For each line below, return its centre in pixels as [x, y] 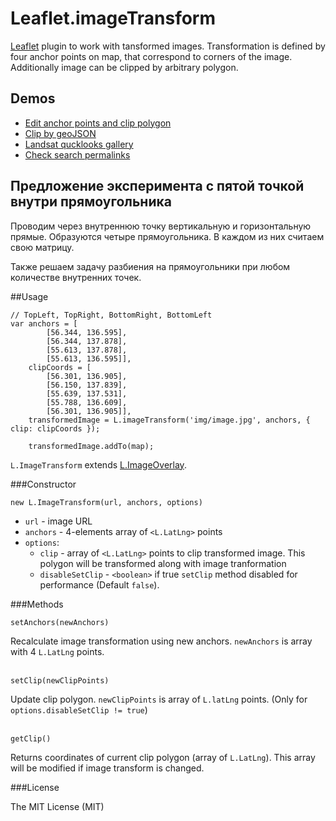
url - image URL [58, 521]
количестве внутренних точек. [76, 277]
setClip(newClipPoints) [60, 680]
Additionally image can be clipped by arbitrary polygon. [124, 67]
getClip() [31, 738]
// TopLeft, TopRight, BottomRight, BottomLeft [111, 315]
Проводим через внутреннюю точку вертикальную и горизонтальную [161, 226]
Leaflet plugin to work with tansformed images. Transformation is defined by [168, 46]
